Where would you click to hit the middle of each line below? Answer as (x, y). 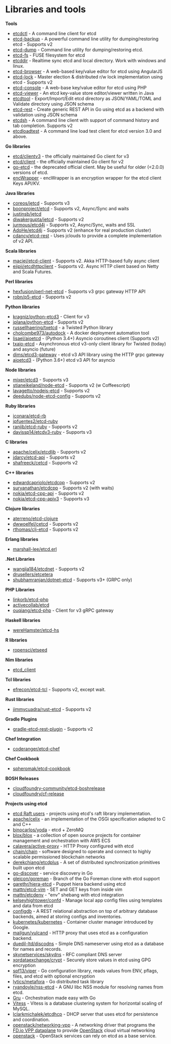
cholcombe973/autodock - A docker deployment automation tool (81, 333)
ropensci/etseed (30, 650)
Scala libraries (21, 251)
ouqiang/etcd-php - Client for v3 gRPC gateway (63, 610)
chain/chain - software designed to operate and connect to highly (82, 851)
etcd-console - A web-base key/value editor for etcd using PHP (80, 87)
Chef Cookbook (22, 758)
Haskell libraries (23, 620)
